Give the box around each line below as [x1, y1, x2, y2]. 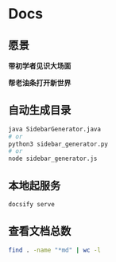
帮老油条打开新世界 [8, 78, 72, 88]
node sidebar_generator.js [8, 154, 98, 163]
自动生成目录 [8, 104, 72, 117]
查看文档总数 [8, 225, 72, 238]
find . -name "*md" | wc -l [8, 246, 102, 254]
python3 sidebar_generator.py [8, 140, 109, 148]
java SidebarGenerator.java [8, 125, 102, 133]
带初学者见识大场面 [8, 61, 72, 70]
